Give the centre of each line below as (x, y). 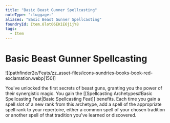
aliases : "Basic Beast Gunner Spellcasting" (54, 19)
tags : (11, 29)
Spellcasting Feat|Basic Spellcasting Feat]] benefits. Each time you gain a (83, 99)
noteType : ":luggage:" (29, 15)
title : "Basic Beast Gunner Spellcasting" (51, 10)
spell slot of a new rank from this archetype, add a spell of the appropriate (83, 104)
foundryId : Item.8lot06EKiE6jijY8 (42, 24)
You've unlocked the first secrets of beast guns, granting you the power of (84, 88)
